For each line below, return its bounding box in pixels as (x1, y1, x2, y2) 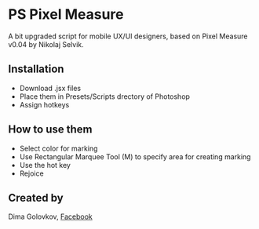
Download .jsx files (19, 83, 81, 93)
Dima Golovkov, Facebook (8, 212, 93, 221)
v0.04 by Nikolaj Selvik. (8, 39, 84, 49)
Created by (8, 191, 64, 205)
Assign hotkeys (19, 100, 70, 109)
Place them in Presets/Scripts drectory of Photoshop (19, 92, 191, 101)
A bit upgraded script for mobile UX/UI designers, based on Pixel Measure (8, 31, 249, 41)
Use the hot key (19, 160, 71, 169)
